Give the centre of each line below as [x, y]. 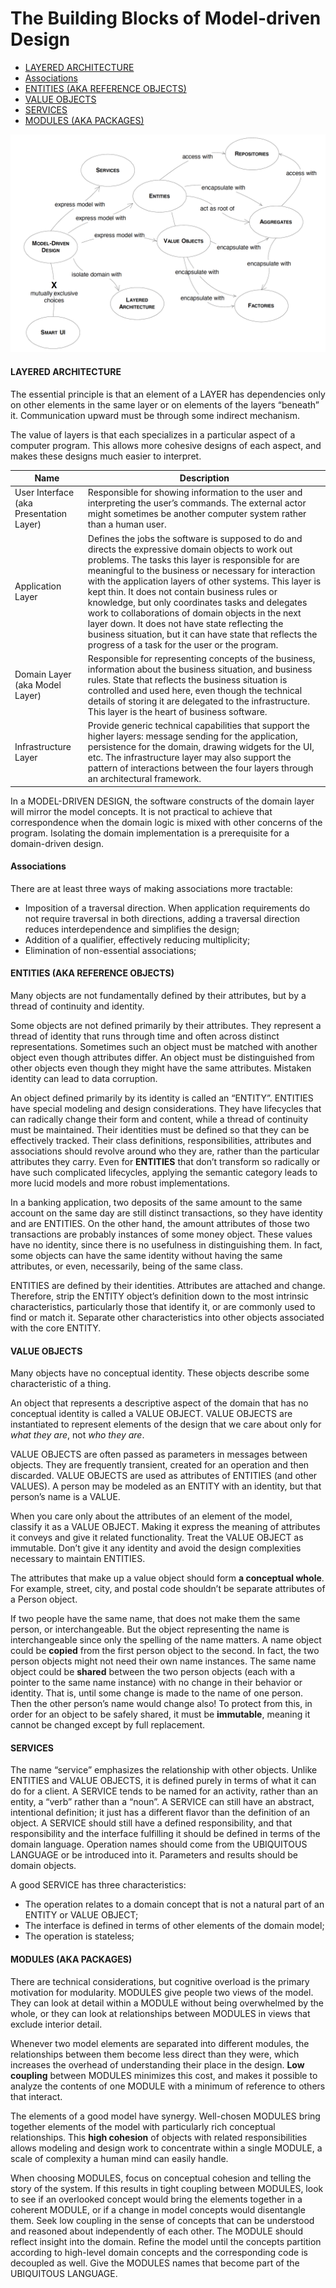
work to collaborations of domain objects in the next [194, 613]
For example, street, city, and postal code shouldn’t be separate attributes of [168, 1589]
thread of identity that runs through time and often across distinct [145, 1036]
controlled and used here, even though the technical [195, 690]
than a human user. [127, 524]
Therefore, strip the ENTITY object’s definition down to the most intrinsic [160, 1296]
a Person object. [44, 1599]
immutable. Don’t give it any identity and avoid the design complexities [156, 1548]
